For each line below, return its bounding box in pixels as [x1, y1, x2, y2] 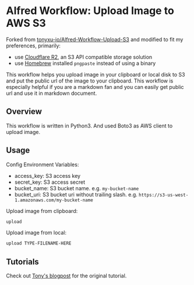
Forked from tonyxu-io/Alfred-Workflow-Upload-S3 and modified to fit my [6, 36, 184, 43]
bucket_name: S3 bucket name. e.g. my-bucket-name [14, 184, 139, 191]
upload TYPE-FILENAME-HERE [6, 241, 72, 246]
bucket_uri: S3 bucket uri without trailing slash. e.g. [14, 191, 138, 198]
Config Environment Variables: [6, 161, 79, 168]
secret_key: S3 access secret [14, 178, 86, 186]
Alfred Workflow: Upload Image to [6, 4, 175, 18]
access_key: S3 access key [14, 172, 80, 179]
